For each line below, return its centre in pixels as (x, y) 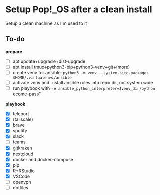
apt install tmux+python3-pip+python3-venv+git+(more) (71, 67)
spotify (20, 131)
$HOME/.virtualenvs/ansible (42, 78)
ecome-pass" (27, 94)
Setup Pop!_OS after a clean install (79, 9)
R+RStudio (24, 171)
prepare (14, 51)
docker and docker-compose (43, 159)
